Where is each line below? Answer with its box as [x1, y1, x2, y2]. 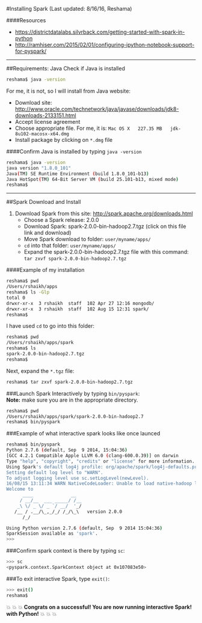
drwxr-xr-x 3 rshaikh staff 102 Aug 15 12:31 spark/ [6, 306, 149, 312]
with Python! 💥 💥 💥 [6, 610, 57, 617]
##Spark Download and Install [6, 198, 81, 206]
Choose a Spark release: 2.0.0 [23, 216, 99, 224]
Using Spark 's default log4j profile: [6, 464, 103, 470]
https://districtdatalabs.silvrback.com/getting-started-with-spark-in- [14, 28, 185, 35]
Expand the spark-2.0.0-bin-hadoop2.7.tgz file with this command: [23, 248, 189, 256]
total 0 [6, 295, 26, 301]
